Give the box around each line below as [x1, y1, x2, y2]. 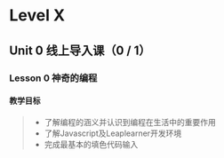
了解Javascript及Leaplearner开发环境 [44, 128, 182, 138]
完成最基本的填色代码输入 [44, 138, 139, 149]
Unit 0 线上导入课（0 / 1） [9, 43, 151, 58]
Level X [9, 5, 65, 26]
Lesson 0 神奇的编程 [9, 72, 98, 84]
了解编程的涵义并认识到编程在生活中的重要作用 [44, 116, 216, 127]
